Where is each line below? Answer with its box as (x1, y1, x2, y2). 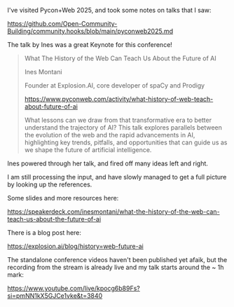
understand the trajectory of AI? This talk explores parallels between (24, 123, 223, 132)
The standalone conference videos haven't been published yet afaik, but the (7, 256, 228, 264)
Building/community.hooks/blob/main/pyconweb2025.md (7, 27, 174, 35)
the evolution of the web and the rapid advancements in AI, (24, 131, 195, 139)
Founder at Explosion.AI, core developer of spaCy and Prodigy (24, 81, 205, 90)
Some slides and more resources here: (7, 194, 119, 202)
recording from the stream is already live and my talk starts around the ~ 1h (7, 263, 224, 271)
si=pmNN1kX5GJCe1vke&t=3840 (7, 292, 103, 300)
